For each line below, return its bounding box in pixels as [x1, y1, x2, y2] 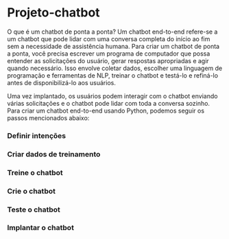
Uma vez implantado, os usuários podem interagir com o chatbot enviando [7, 91, 218, 100]
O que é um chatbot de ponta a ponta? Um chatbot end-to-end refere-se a [7, 27, 218, 36]
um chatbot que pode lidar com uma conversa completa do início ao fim [7, 34, 210, 43]
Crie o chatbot [7, 186, 56, 196]
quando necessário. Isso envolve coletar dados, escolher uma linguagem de [7, 64, 223, 72]
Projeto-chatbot [7, 5, 101, 21]
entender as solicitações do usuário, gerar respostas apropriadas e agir [7, 56, 209, 65]
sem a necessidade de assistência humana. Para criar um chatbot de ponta [7, 42, 220, 50]
